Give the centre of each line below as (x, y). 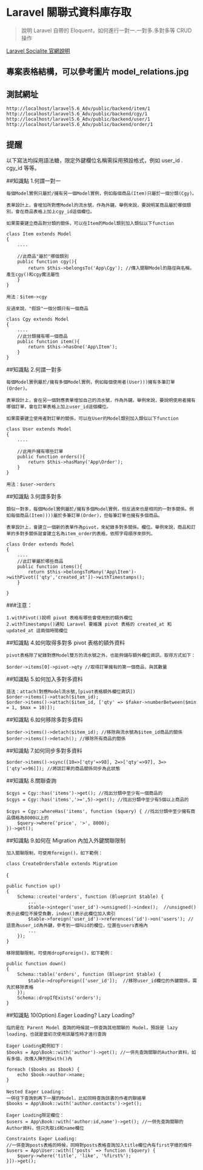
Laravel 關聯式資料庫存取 (69, 12)
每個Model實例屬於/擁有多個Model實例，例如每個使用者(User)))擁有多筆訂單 (91, 382)
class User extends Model (39, 429)
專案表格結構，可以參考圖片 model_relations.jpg (98, 72)
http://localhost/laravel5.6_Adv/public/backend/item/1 (78, 109)
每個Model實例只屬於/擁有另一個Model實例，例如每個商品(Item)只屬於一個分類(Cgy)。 (101, 193)
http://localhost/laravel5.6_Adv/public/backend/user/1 (78, 119)
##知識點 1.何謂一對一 (34, 181)
